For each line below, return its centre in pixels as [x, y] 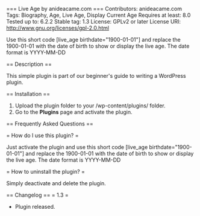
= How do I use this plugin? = [42, 135]
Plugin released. [35, 207]
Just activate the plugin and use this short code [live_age [77, 147]
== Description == [29, 64]
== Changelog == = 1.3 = [38, 195]
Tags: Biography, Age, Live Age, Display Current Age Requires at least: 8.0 [98, 15]
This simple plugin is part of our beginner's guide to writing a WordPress [96, 76]
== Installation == [28, 94]
